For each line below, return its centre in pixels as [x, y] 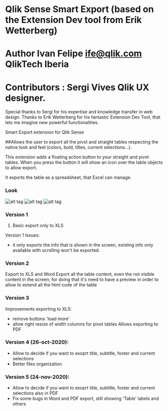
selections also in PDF [35, 393]
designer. [26, 98]
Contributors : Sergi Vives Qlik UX [77, 87]
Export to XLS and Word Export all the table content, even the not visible [80, 274]
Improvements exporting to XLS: [38, 309]
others [19, 404]
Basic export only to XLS [38, 225]
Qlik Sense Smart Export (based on [79, 9]
